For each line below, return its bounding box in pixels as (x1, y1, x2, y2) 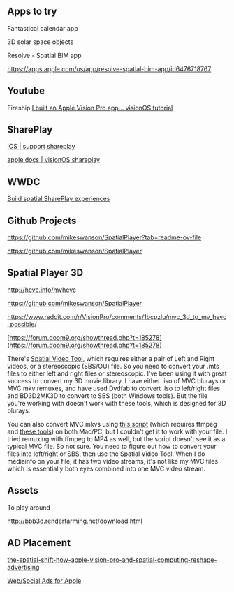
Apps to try (7, 6, 57, 17)
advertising (7, 563, 40, 571)
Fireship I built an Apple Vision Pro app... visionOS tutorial (7, 103, 173, 112)
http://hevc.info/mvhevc (7, 286, 77, 294)
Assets (7, 484, 38, 496)
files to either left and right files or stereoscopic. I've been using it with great (7, 369, 227, 378)
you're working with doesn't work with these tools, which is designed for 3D (7, 399, 226, 407)
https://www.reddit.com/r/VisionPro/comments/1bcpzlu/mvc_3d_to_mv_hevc (7, 312, 227, 320)
